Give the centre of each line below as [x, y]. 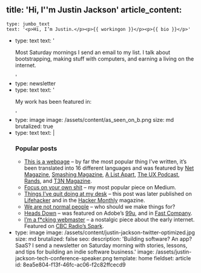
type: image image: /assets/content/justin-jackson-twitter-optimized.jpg [105, 232]
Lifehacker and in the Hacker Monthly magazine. [84, 200]
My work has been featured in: [53, 101]
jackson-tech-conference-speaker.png [64, 258]
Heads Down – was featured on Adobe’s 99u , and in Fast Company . [108, 213]
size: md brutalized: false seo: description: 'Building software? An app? [104, 239]
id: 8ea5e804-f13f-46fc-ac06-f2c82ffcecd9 [70, 265]
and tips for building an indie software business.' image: [84, 252]
